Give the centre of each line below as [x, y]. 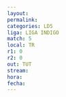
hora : [15, 77]
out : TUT [19, 64]
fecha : [16, 83]
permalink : [22, 20]
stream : [18, 70]
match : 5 [19, 39]
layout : [18, 13]
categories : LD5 [30, 26]
